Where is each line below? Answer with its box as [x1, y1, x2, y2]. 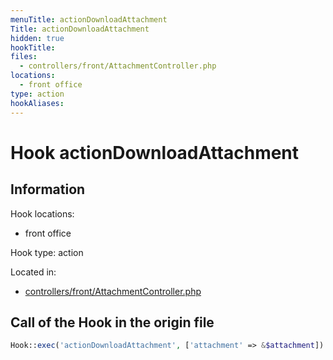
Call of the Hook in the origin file [10, 314, 215, 331]
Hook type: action [10, 246, 84, 258]
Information [10, 181, 86, 198]
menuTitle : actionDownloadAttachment [10, 14, 168, 25]
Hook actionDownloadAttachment [10, 141, 300, 164]
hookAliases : [10, 98, 65, 108]
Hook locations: [10, 207, 75, 220]
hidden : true [10, 33, 65, 43]
